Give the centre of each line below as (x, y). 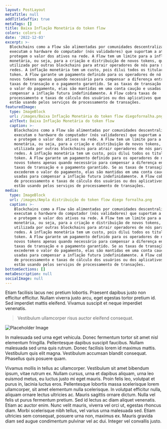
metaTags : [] (19, 24)
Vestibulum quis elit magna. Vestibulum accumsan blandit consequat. (76, 353)
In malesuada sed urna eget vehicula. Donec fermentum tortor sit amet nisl (82, 337)
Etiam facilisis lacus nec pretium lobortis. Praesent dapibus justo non (76, 292)
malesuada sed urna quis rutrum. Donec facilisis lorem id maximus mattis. (81, 348)
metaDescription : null (29, 274)
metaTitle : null (22, 14)
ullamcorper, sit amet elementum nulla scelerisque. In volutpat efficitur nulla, (83, 390)
